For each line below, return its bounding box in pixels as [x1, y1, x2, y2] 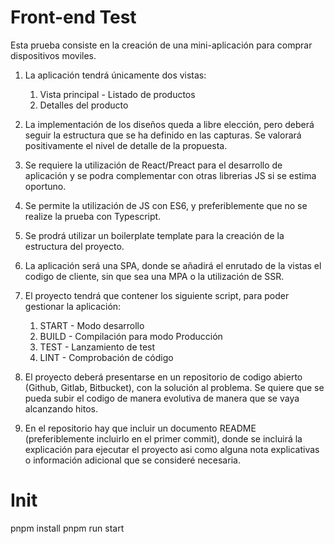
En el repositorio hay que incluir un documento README [24, 422, 257, 434]
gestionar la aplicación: [24, 300, 122, 312]
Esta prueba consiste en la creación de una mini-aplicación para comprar [10, 39, 313, 51]
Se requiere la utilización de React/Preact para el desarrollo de [24, 159, 283, 171]
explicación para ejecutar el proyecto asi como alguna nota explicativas [24, 443, 320, 455]
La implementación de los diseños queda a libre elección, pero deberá [24, 118, 315, 130]
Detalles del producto [39, 99, 129, 111]
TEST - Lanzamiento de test [39, 341, 156, 353]
